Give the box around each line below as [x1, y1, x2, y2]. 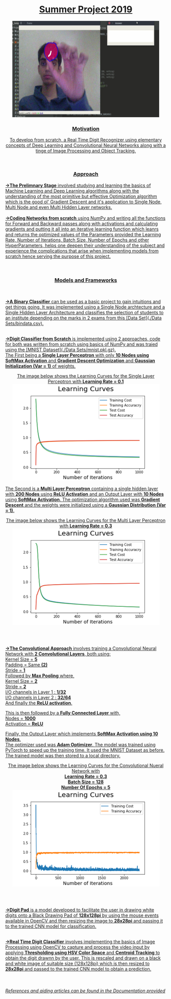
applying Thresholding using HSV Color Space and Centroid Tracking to [5, 949, 160, 955]
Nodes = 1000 [5, 715, 36, 721]
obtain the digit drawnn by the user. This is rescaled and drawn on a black [5, 955, 161, 961]
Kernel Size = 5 [5, 656, 38, 662]
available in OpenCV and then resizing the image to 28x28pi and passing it [5, 917, 163, 924]
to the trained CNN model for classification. [5, 923, 96, 929]
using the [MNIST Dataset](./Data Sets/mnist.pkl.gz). [5, 347, 116, 353]
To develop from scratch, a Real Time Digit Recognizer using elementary [9, 137, 162, 143]
